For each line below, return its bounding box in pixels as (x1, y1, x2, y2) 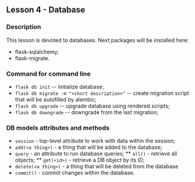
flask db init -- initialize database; (14, 83, 104, 90)
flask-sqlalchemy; (14, 48, 59, 55)
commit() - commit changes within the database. (14, 169, 135, 177)
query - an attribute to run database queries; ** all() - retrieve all (14, 150, 178, 157)
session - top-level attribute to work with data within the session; (14, 138, 176, 145)
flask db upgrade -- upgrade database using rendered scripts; (14, 102, 170, 109)
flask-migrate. (14, 54, 50, 62)
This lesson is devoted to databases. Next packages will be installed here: (6, 36, 189, 44)
